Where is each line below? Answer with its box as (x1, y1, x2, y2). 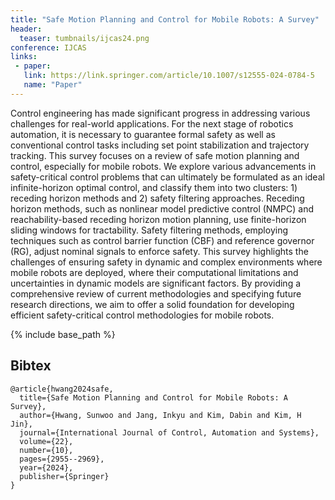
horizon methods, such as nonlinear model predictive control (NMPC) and (10, 202, 314, 215)
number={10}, (19, 445, 74, 455)
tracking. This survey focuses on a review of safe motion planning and (10, 149, 300, 161)
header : (10, 24, 43, 34)
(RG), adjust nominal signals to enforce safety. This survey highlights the (10, 245, 309, 257)
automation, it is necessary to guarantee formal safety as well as (10, 128, 276, 140)
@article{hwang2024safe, (10, 384, 114, 394)
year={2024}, (19, 462, 74, 473)
